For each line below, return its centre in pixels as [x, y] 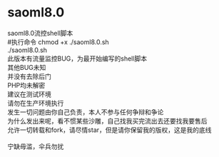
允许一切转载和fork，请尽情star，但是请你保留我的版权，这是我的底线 [109, 130]
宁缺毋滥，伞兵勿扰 [36, 146]
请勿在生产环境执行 [36, 103]
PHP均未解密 [26, 85]
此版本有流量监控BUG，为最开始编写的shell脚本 [77, 59]
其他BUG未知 [27, 67]
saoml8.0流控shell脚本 [40, 33]
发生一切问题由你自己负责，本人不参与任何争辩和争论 [86, 112]
